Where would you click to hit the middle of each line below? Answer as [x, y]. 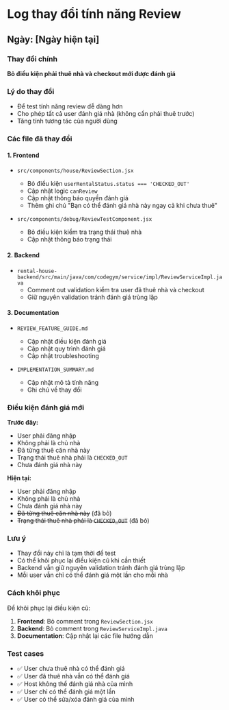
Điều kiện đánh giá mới [45, 407]
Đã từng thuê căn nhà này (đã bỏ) [64, 513]
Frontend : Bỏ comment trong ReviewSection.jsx [85, 621]
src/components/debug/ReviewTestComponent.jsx [84, 220]
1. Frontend [23, 155]
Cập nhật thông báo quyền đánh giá [78, 198]
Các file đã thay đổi [40, 139]
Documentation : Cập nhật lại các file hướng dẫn [85, 636]
